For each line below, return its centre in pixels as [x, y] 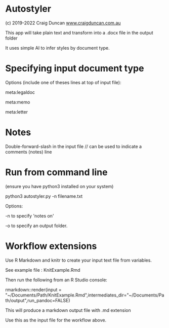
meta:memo [18, 102]
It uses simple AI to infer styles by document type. [57, 48]
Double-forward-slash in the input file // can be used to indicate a [74, 146]
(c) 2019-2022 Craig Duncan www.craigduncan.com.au [63, 23]
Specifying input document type [75, 68]
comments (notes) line [29, 152]
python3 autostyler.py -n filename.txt [44, 196]
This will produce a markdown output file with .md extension [68, 310]
